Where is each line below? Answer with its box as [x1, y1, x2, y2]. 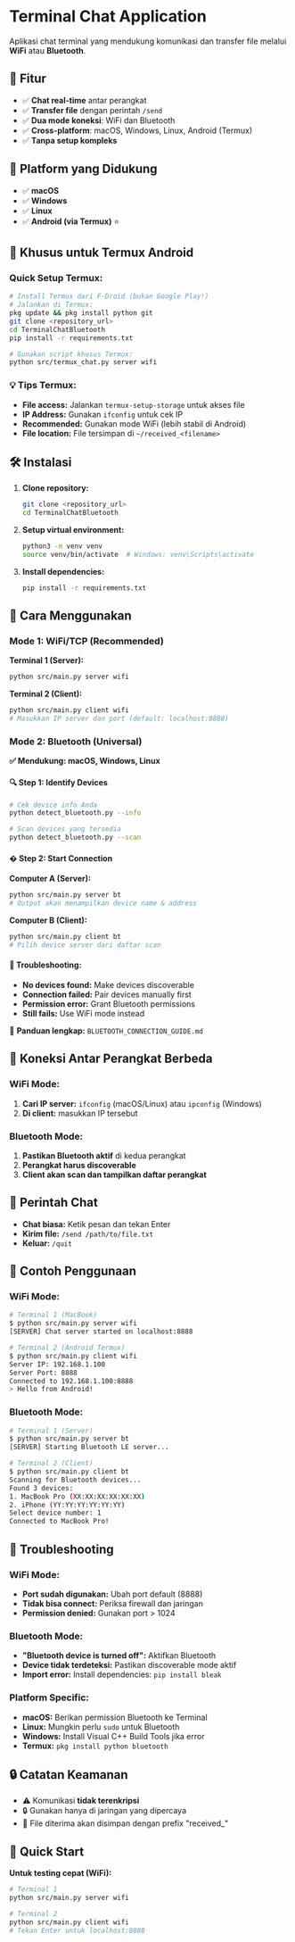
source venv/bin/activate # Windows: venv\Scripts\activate [21, 550, 255, 559]
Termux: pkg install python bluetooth [21, 1740, 168, 1751]
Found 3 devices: [9, 1483, 74, 1492]
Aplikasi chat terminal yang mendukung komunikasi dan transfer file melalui [9, 36, 287, 46]
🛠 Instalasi [9, 454, 72, 469]
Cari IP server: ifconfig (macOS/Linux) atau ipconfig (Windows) [21, 1098, 263, 1108]
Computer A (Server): [9, 873, 92, 884]
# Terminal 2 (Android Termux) [9, 1343, 126, 1353]
